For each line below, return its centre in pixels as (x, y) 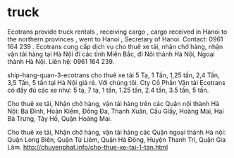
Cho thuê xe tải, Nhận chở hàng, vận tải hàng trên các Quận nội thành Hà (113, 103)
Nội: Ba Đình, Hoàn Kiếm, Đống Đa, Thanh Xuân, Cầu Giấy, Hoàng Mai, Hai (116, 111)
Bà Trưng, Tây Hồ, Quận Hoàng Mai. (60, 118)
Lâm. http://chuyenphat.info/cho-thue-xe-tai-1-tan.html (88, 147)
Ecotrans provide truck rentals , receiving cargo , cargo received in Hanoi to (117, 32)
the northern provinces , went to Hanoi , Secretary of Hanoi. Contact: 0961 (115, 39)
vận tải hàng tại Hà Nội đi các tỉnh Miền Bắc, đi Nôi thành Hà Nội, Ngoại (111, 54)
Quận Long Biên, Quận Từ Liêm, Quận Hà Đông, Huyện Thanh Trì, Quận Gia (117, 139)
